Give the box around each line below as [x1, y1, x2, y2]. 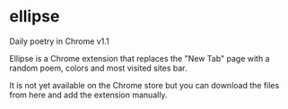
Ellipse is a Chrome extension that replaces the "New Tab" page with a [9, 53, 271, 63]
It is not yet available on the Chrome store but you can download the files [9, 80, 280, 90]
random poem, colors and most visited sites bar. [9, 63, 188, 73]
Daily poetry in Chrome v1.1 [9, 36, 109, 46]
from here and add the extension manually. [9, 89, 168, 100]
